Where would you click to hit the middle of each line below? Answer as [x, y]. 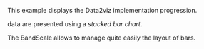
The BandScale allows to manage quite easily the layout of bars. [102, 38]
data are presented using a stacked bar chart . [75, 24]
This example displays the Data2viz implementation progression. [102, 10]
